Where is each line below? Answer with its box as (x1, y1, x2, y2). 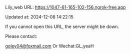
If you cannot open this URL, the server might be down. (5, 23, 119, 29)
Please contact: (5, 33, 37, 39)
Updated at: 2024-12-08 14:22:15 (5, 14, 74, 19)
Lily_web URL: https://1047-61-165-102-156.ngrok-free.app (5, 4, 126, 10)
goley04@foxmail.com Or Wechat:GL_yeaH (5, 43, 94, 49)
